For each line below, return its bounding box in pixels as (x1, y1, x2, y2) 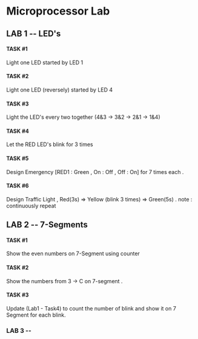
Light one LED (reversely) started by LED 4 (6, 86, 113, 93)
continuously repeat (6, 202, 56, 209)
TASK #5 (6, 155, 29, 162)
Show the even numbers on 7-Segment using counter (6, 250, 140, 257)
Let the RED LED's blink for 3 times (6, 141, 93, 148)
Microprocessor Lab (6, 4, 110, 18)
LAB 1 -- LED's (6, 29, 61, 39)
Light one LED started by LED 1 (6, 59, 84, 66)
